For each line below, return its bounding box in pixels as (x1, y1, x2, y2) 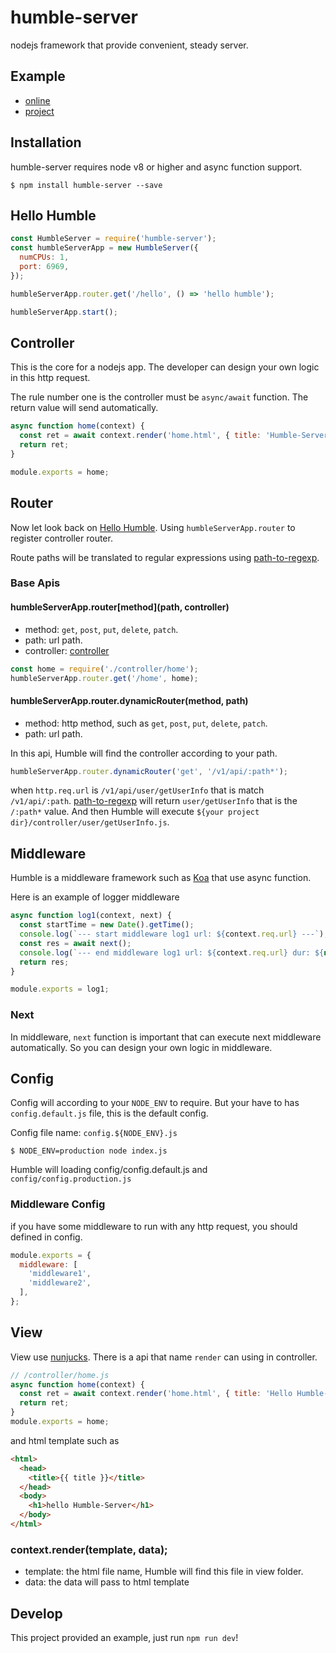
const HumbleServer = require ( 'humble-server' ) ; (10, 234, 217, 244)
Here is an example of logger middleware (10, 891, 180, 903)
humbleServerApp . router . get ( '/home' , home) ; (10, 673, 199, 683)
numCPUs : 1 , (19, 252, 70, 263)
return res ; (19, 957, 70, 967)
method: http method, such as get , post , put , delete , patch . (24, 717, 268, 729)
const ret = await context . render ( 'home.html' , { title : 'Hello (19, 1389, 293, 1399)
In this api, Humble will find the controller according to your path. (10, 747, 278, 759)
